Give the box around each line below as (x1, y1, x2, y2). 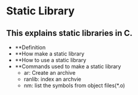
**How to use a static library (14, 57, 87, 63)
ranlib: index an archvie (23, 76, 82, 82)
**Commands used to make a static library (14, 63, 121, 70)
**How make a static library (14, 50, 85, 57)
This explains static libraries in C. (6, 28, 133, 38)
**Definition (14, 44, 46, 51)
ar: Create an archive (23, 69, 76, 76)
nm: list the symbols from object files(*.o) (23, 82, 125, 89)
